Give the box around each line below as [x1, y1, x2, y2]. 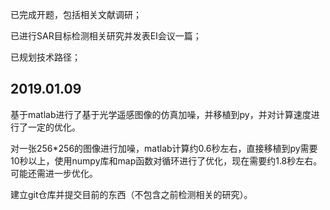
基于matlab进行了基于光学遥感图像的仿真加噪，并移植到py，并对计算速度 [10, 108, 312, 120]
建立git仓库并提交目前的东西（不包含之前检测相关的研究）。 [10, 188, 253, 200]
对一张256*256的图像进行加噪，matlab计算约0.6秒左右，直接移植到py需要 [10, 142, 318, 154]
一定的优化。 [27, 121, 81, 133]
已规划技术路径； [10, 51, 81, 63]
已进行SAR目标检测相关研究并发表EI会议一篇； [10, 30, 202, 42]
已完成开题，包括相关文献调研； [10, 9, 142, 20]
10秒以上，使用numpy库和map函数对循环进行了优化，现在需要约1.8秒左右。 [10, 154, 323, 167]
